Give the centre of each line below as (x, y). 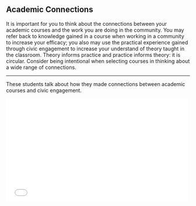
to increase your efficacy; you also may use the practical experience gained (97, 42)
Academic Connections (50, 10)
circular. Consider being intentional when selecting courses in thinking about (98, 61)
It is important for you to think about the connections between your (87, 23)
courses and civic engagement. (44, 90)
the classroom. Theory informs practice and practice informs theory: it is (93, 54)
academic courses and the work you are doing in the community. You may (95, 30)
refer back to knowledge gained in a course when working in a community (95, 36)
